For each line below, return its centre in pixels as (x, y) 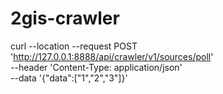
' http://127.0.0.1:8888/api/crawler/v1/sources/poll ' (112, 56)
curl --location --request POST (74, 46)
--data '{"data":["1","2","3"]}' (69, 78)
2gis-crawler (65, 18)
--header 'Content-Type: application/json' (96, 67)
